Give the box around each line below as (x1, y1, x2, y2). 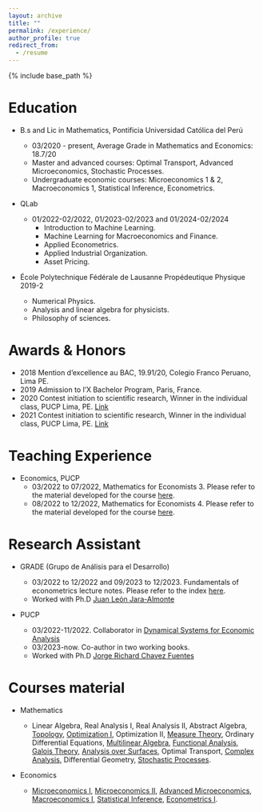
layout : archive (8, 11, 62, 20)
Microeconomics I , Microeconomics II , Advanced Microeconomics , (31, 786, 252, 795)
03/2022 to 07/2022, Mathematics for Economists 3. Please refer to (31, 482, 256, 491)
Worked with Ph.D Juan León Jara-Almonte (31, 594, 175, 604)
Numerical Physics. (31, 296, 96, 306)
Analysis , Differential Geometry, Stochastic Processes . (31, 754, 212, 764)
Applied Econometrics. (43, 239, 119, 249)
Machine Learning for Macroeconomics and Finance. (43, 231, 218, 241)
